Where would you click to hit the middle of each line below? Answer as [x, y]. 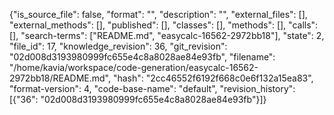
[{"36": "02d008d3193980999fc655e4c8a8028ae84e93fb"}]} [138, 99]
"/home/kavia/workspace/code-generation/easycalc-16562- [134, 67]
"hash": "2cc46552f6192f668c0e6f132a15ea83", [213, 78]
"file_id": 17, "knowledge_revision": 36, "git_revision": [118, 46]
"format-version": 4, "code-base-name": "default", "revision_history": [152, 88]
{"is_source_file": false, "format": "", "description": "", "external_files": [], [158, 14]
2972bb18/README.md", [60, 78]
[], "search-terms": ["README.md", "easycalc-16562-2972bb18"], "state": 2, [167, 35]
